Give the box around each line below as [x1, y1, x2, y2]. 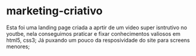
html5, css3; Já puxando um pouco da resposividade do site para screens [6, 36, 190, 43]
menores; [6, 43, 30, 50]
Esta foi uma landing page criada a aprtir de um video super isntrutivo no [6, 24, 188, 31]
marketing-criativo [6, 4, 103, 18]
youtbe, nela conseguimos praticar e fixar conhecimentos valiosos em [6, 30, 181, 37]
